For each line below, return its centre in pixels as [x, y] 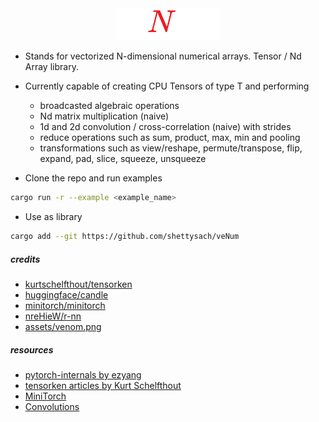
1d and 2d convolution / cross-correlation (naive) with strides [165, 127]
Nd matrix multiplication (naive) [104, 116]
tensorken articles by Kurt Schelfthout [103, 385]
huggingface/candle [66, 294]
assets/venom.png [63, 326]
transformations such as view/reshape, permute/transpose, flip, [171, 148]
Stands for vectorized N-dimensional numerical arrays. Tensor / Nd [163, 56]
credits [25, 259]
